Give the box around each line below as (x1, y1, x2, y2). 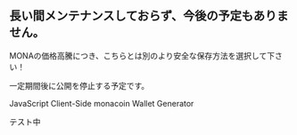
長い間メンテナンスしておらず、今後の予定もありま (9, 8, 289, 24)
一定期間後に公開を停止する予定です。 (9, 80, 150, 91)
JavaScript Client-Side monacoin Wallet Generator (9, 98, 194, 108)
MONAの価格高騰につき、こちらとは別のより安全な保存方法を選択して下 (9, 50, 275, 60)
